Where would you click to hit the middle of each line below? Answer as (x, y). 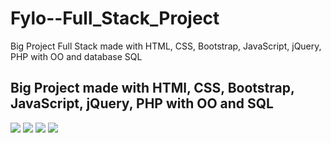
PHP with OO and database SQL (76, 56)
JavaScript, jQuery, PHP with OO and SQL (142, 103)
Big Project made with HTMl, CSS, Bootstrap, (152, 88)
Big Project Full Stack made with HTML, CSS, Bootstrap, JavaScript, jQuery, (166, 46)
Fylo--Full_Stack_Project (115, 18)
